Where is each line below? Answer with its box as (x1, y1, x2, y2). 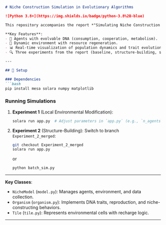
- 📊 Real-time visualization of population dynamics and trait (5, 45, 140, 51)
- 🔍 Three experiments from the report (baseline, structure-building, (5, 50, 157, 55)
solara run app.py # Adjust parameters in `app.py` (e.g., (12, 118, 139, 123)
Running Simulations (5, 98, 56, 105)
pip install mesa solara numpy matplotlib (5, 86, 94, 91)
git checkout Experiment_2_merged (12, 142, 83, 147)
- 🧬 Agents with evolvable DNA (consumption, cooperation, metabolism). (5, 36, 158, 41)
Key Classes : (5, 179, 33, 185)
